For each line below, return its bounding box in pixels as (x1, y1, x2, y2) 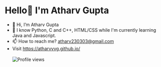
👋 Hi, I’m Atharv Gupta (12, 21, 59, 28)
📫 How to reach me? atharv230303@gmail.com (12, 38, 114, 44)
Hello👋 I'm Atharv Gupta (5, 5, 109, 16)
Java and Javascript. (12, 32, 57, 38)
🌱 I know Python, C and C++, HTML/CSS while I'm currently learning (12, 27, 156, 33)
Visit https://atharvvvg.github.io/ (12, 46, 81, 52)
